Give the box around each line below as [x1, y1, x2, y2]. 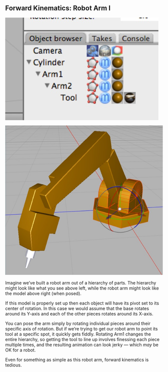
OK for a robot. [5, 347, 36, 353]
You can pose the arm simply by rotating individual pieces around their [5, 320, 151, 326]
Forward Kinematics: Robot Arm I [5, 4, 111, 12]
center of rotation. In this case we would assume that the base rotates [5, 305, 149, 311]
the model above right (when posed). [5, 290, 81, 296]
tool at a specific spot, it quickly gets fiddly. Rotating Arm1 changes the [5, 331, 151, 337]
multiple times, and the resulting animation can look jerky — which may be [5, 341, 158, 347]
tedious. [5, 362, 22, 368]
